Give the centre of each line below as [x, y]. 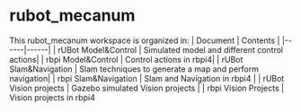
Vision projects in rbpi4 [53, 97]
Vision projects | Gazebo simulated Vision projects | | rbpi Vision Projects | [147, 88]
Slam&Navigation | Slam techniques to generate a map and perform [134, 69]
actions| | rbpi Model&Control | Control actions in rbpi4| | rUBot [126, 59]
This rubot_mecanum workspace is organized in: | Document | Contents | [145, 40]
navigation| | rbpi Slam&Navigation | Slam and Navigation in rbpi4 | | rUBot [147, 78]
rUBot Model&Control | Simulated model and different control [171, 49]
